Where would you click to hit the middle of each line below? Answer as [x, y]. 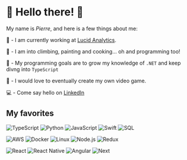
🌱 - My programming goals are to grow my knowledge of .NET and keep [93, 63]
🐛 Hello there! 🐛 [45, 12]
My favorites [30, 113]
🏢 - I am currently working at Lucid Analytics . [61, 40]
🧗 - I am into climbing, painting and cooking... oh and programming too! [93, 51]
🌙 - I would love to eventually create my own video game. [76, 81]
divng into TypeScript [32, 69]
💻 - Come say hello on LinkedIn [45, 92]
